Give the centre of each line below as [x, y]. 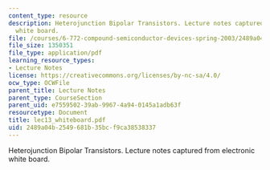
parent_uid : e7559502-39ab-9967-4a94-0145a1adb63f [95, 105]
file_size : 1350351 [41, 46]
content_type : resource [48, 16]
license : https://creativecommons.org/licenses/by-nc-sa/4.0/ [115, 75]
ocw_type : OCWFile [39, 83]
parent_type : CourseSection [55, 98]
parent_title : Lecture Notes [57, 90]
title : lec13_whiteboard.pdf [57, 120]
